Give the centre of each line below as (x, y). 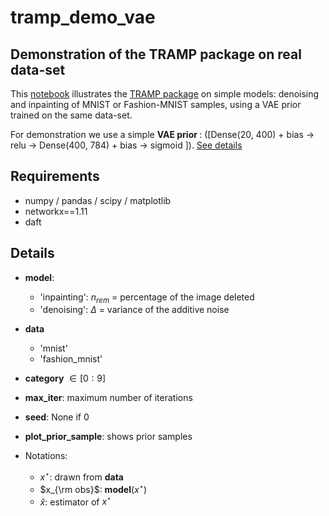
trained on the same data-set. (71, 115)
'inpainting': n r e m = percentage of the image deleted (147, 298)
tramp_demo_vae (83, 17)
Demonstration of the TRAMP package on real (156, 54)
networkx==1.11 (56, 211)
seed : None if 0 (57, 417)
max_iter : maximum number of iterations (108, 398)
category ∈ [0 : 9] (65, 378)
